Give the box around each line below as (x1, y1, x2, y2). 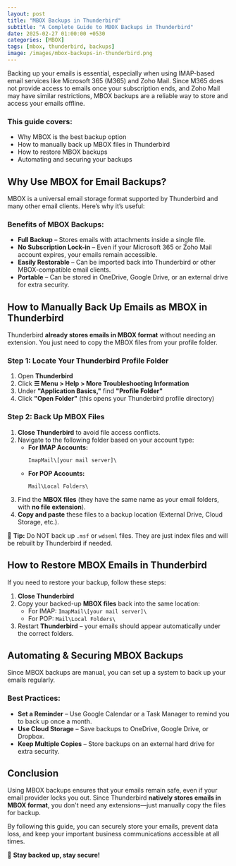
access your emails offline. (7, 99, 86, 107)
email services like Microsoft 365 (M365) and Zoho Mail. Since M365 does (7, 76, 224, 85)
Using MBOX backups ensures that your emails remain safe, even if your (7, 786, 218, 795)
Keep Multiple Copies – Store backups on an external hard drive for (17, 739, 215, 748)
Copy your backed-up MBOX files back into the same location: (17, 599, 200, 608)
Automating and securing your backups (17, 155, 132, 164)
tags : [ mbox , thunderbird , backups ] (7, 43, 115, 50)
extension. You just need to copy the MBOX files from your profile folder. (7, 338, 218, 347)
